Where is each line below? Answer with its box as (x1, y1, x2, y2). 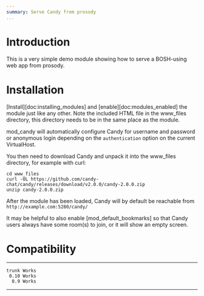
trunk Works (6, 268, 36, 274)
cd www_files (6, 171, 39, 177)
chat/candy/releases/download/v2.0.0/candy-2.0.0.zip (6, 181, 146, 187)
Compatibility (6, 242, 76, 256)
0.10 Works (8, 273, 36, 280)
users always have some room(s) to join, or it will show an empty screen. (6, 221, 188, 228)
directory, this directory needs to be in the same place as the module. (6, 116, 180, 123)
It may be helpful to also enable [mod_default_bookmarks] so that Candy (6, 214, 188, 222)
